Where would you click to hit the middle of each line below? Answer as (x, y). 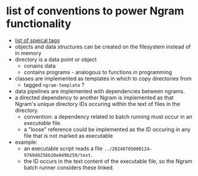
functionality (39, 24)
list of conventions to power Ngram (95, 11)
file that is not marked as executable (68, 135)
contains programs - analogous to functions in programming (98, 72)
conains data (40, 66)
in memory (28, 53)
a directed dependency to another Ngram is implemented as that (94, 98)
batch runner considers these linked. (69, 167)
